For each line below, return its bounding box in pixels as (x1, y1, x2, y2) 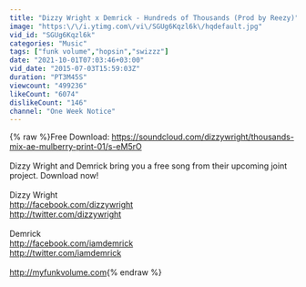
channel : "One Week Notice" (9, 107, 117, 116)
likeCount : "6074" (9, 89, 79, 98)
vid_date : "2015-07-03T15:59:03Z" (9, 65, 141, 74)
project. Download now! (9, 170, 99, 181)
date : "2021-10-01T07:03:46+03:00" (9, 56, 145, 65)
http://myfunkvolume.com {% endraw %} (9, 267, 162, 278)
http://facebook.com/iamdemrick (9, 238, 134, 249)
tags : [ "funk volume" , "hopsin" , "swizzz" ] (9, 47, 169, 56)
